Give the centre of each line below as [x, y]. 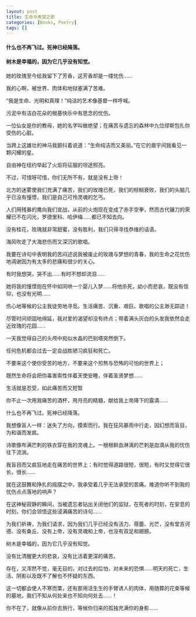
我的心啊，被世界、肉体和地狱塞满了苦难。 [57, 88]
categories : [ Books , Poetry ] [41, 22]
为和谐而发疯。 [24, 433]
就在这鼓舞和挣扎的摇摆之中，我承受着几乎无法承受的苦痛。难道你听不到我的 [98, 485]
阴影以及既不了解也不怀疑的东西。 [57, 576]
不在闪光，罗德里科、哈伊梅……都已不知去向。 [72, 217]
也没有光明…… [34, 294]
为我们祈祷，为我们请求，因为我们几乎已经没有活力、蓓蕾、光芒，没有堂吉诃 [98, 524]
